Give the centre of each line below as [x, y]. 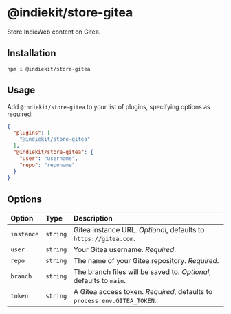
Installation [32, 53]
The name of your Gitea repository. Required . [146, 261]
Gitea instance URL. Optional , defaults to [139, 230]
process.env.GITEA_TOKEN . [115, 300]
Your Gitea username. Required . [125, 250]
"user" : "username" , [49, 158]
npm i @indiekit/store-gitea [49, 69]
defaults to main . [99, 281]
